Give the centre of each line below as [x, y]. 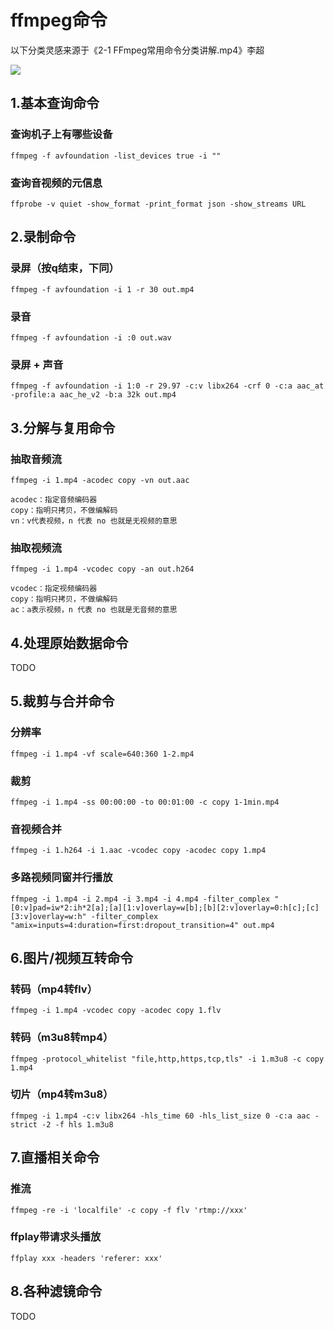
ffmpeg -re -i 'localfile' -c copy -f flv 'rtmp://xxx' [129, 1210]
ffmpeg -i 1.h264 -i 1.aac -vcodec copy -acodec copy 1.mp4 [138, 851]
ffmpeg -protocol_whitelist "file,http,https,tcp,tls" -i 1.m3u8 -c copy [167, 1059]
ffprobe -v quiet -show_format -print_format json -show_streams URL [158, 204]
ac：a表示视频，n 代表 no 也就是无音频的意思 [94, 610]
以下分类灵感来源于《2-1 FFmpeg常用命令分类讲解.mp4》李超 [137, 50]
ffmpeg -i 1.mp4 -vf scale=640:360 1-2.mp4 [102, 754]
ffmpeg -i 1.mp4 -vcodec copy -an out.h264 [102, 569]
